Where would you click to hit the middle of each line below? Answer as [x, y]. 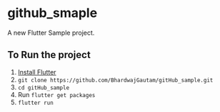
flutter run [35, 103]
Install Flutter [37, 72]
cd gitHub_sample [44, 88]
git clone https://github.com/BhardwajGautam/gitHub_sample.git [115, 80]
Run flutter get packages [56, 94]
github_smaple [52, 13]
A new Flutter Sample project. [51, 33]
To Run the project [49, 55]
